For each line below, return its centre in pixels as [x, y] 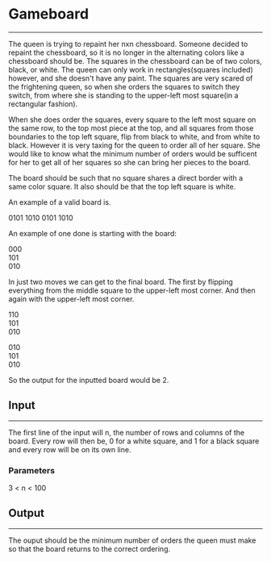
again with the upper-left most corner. [71, 298]
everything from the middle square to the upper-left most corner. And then [132, 290]
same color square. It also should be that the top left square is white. [122, 186]
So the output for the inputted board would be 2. [89, 380]
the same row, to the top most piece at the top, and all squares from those [131, 128]
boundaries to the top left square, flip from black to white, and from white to [134, 136]
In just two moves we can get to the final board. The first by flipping [121, 281]
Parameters [31, 470]
